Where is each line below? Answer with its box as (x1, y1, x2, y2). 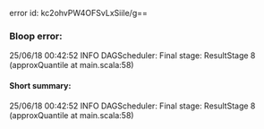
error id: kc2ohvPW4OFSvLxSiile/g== (9, 8, 148, 18)
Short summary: (9, 80, 72, 90)
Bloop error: (9, 30, 63, 42)
